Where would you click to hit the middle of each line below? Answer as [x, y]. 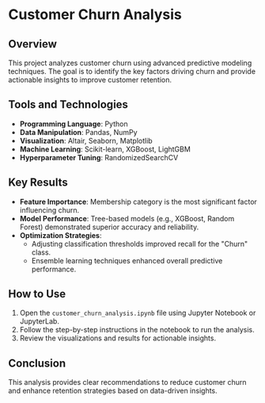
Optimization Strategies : [61, 235]
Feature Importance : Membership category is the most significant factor [138, 201]
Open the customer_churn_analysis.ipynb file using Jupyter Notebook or [138, 313]
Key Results [38, 183]
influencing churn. [49, 210]
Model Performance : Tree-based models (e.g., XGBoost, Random [127, 218]
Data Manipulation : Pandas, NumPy [78, 132]
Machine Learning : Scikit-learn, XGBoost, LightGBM [105, 149]
